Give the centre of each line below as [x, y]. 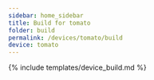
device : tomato [34, 45]
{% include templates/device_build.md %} [77, 67]
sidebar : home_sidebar [46, 15]
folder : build [32, 30]
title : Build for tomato [49, 23]
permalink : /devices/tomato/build [66, 38]
